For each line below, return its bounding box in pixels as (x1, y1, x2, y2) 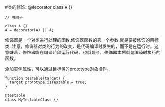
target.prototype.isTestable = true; (9, 80, 87, 85)
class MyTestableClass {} (5, 97, 58, 102)
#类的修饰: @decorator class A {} (5, 4, 73, 10)
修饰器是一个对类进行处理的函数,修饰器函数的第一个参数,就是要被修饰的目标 (5, 37, 159, 43)
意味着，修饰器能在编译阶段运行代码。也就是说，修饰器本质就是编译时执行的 (5, 50, 161, 55)
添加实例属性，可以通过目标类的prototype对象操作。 (5, 66, 112, 72)
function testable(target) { (5, 76, 65, 80)
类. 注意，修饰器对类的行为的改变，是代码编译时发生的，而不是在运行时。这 (5, 43, 159, 49)
